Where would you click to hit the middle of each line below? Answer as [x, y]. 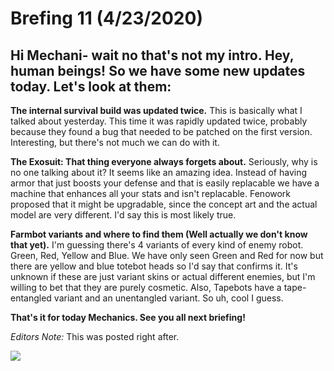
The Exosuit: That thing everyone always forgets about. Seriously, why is [164, 161]
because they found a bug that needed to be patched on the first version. [161, 131]
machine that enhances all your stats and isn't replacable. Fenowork [151, 193]
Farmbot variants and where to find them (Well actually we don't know [159, 234]
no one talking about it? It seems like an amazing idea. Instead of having [159, 172]
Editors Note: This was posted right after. [95, 336]
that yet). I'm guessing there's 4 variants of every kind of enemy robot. [157, 245]
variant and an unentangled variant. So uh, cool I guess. [168, 298]
